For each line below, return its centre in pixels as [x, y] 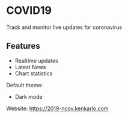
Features [23, 46]
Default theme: [25, 85]
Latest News [30, 67]
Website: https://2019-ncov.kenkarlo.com [57, 108]
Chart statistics [34, 73]
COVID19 [29, 11]
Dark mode [29, 96]
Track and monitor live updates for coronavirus [64, 27]
